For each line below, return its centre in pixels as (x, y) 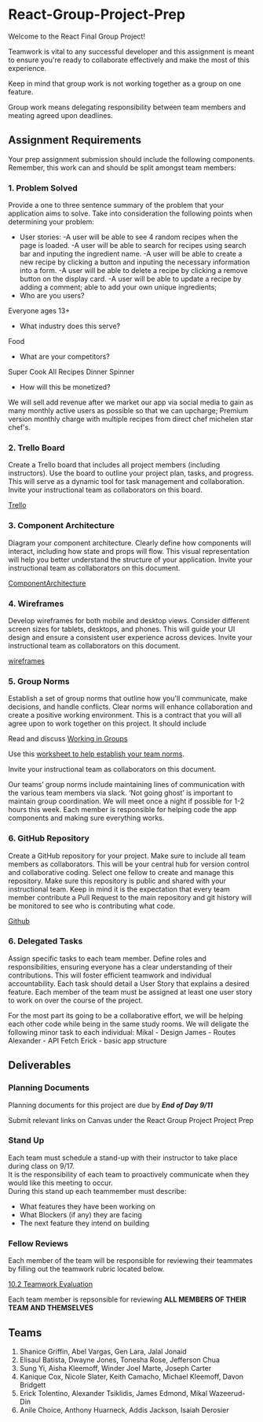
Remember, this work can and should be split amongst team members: (122, 168)
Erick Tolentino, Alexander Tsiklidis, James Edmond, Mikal (113, 1393)
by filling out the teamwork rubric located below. (86, 1269)
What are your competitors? (64, 356)
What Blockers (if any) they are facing (81, 1214)
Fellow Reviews (38, 1243)
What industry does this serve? (70, 326)
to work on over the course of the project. (76, 1000)
